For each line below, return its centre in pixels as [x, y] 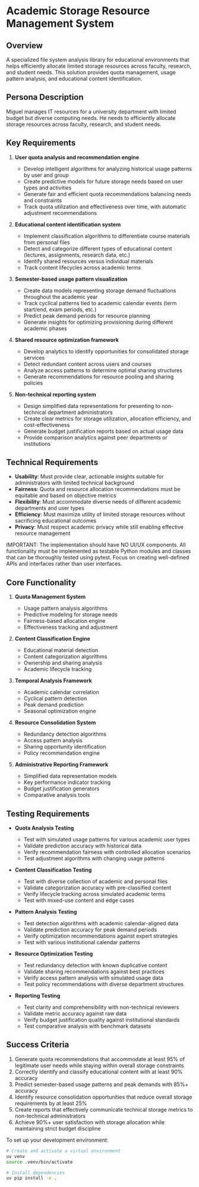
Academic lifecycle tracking [58, 669]
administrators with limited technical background [75, 483]
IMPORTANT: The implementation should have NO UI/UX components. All [96, 545]
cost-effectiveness [47, 425]
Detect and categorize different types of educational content [98, 248]
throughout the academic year [61, 297]
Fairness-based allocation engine [64, 621]
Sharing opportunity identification [65, 747]
